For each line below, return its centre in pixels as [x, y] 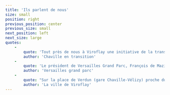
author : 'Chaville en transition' [60, 57]
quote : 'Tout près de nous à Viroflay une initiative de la [88, 52]
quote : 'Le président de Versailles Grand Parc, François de [89, 66]
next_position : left [27, 33]
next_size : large [24, 38]
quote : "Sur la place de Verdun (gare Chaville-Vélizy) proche [91, 80]
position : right [22, 19]
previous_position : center [34, 24]
